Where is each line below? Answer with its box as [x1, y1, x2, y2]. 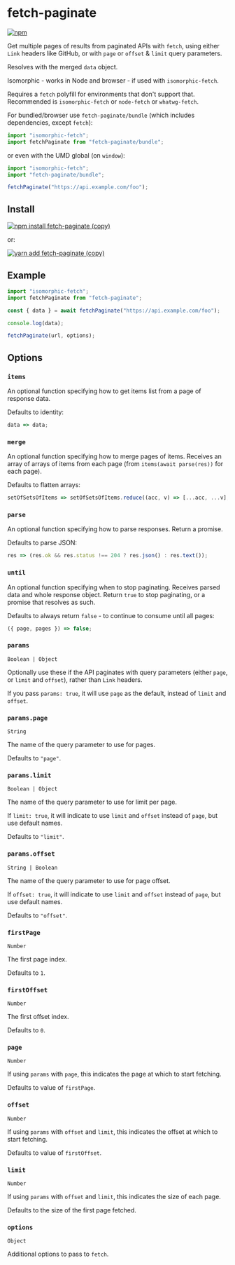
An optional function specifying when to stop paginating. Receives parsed [7, 583, 220, 592]
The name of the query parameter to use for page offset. [7, 876, 171, 884]
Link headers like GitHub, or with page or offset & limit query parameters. [7, 49, 222, 57]
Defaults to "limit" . [7, 833, 64, 841]
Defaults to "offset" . [7, 911, 68, 919]
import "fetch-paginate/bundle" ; [7, 171, 105, 178]
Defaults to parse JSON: [7, 538, 78, 547]
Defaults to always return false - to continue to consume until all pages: [7, 611, 215, 620]
